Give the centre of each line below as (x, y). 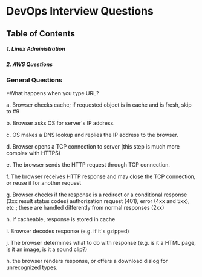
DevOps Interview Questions (80, 11)
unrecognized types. (32, 267)
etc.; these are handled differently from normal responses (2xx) (85, 208)
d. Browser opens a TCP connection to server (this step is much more (93, 147)
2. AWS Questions (30, 64)
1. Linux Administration (36, 49)
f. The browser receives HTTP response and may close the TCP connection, (101, 176)
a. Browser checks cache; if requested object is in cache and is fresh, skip (99, 105)
